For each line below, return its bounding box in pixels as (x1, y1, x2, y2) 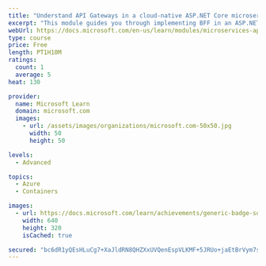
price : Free (8, 41, 47, 49)
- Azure (15, 180, 41, 188)
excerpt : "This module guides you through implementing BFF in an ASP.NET (8, 19, 260, 27)
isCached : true (22, 231, 73, 239)
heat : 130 (8, 78, 41, 86)
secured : (8, 245, 37, 254)
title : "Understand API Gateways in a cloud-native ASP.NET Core (8, 11, 228, 20)
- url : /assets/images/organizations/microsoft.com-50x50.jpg (22, 122, 232, 130)
